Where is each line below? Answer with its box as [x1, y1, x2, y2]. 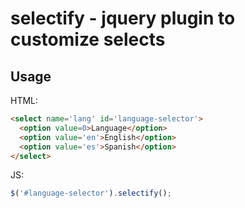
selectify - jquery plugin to [10, 7, 236, 30]
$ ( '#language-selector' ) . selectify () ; [10, 188, 172, 199]
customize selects [10, 28, 166, 51]
